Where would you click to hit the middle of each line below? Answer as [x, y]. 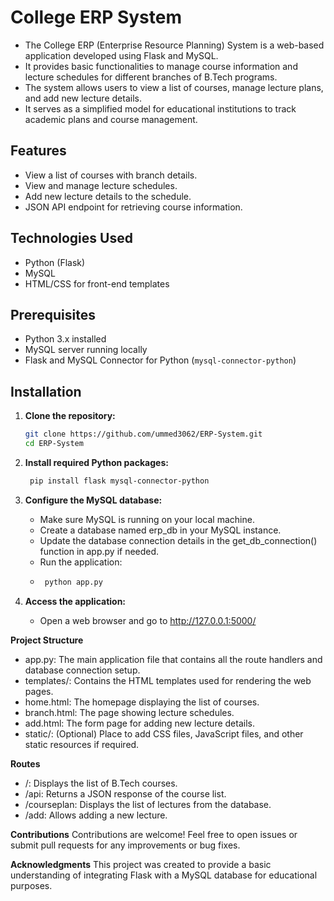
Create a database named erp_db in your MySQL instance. [160, 530]
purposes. [31, 885]
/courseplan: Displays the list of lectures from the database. [148, 804]
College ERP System [96, 17]
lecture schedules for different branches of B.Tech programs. [151, 77]
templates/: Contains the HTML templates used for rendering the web [168, 680]
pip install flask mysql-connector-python [119, 481]
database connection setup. [82, 670]
